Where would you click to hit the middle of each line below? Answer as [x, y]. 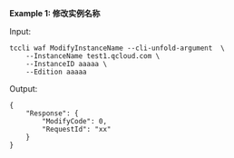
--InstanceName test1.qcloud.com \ [93, 56]
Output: [24, 89]
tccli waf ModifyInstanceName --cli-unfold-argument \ [117, 48]
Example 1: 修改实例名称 [55, 13]
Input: [20, 31]
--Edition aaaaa [57, 72]
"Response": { [52, 114]
